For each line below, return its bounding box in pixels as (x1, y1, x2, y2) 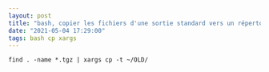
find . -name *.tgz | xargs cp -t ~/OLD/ (8, 56, 149, 64)
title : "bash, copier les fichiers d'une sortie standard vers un (8, 19, 235, 27)
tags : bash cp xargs (8, 34, 78, 42)
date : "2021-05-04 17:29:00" (8, 26, 106, 34)
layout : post (8, 11, 52, 20)
